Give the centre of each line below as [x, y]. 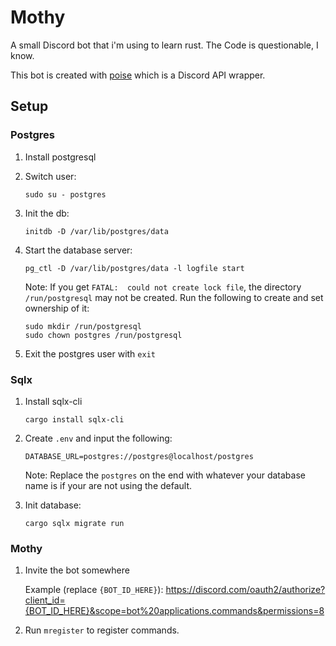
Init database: [53, 505]
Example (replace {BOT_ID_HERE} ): [94, 590]
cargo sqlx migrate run [74, 523]
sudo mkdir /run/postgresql [83, 326]
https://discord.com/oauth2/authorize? [245, 590]
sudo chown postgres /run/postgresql [103, 335]
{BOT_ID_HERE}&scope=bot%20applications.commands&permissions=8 [174, 611]
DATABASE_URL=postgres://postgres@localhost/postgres [139, 456]
